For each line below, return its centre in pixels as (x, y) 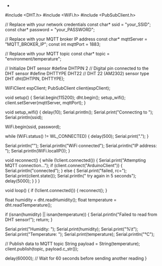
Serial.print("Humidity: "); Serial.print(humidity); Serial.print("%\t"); (72, 229)
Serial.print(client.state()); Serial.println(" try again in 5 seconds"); (71, 176)
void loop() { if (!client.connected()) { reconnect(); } (56, 190)
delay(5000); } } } (23, 181)
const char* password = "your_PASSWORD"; (50, 29)
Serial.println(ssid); (24, 117)
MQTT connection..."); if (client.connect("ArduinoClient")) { (64, 165)
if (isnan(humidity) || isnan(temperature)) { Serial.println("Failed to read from (81, 214)
